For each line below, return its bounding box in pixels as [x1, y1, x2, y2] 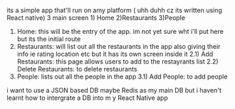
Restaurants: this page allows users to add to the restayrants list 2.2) [16, 57, 219, 66]
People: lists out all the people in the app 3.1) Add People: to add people [16, 72, 228, 81]
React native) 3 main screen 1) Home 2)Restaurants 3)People [6, 13, 186, 22]
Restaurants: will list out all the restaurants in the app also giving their [16, 42, 221, 50]
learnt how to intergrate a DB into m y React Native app [6, 93, 168, 102]
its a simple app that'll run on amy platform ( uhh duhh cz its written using [6, 6, 222, 14]
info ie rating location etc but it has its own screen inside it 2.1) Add [16, 50, 214, 58]
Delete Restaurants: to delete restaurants [16, 65, 137, 73]
